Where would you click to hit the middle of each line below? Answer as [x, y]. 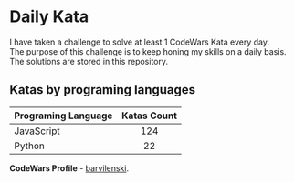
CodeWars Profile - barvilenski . [69, 168]
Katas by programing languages [103, 90]
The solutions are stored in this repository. [89, 61]
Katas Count [150, 116]
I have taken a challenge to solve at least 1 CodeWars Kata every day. [139, 42]
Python [30, 146]
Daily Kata [49, 17]
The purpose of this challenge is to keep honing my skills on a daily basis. [148, 51]
